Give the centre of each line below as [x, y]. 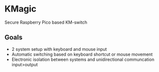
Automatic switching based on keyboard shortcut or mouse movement [82, 54]
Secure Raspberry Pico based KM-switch [46, 22]
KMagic [21, 9]
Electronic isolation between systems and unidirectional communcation [83, 59]
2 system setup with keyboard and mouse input [59, 49]
